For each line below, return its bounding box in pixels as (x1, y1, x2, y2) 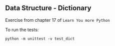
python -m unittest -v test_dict (5, 36, 75, 41)
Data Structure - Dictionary (5, 4, 91, 12)
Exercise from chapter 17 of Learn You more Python (5, 17, 110, 23)
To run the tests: (5, 27, 39, 33)
